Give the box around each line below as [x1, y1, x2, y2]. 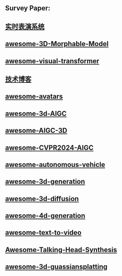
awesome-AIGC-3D [5, 126, 67, 135]
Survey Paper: [5, 4, 51, 13]
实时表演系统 [5, 22, 45, 31]
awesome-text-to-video [5, 228, 82, 237]
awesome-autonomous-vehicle [5, 160, 106, 169]
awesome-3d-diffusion [5, 194, 79, 203]
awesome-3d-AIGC [5, 109, 67, 118]
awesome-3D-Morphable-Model [5, 40, 109, 48]
